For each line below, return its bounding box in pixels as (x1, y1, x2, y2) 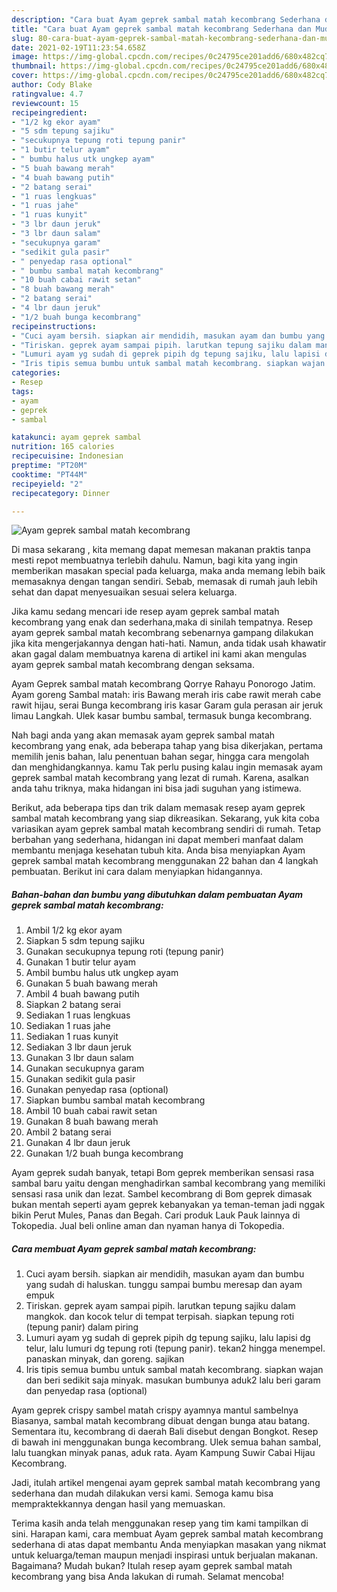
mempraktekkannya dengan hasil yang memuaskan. (11, 1498, 226, 1510)
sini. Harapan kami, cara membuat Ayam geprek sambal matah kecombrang (11, 1528, 324, 1540)
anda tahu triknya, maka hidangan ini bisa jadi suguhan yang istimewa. (11, 782, 302, 795)
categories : (11, 368, 61, 378)
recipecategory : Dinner (11, 488, 111, 498)
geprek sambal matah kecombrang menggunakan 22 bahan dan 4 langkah (11, 855, 319, 867)
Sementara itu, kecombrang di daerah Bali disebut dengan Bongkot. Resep (11, 1426, 319, 1438)
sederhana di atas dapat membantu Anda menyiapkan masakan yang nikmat (11, 1539, 327, 1551)
